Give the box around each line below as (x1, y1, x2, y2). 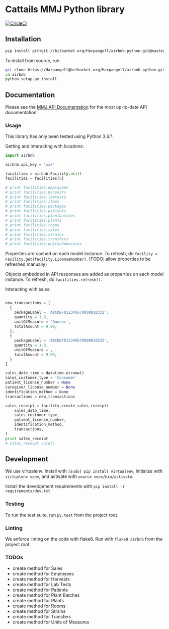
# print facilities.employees (5, 185, 69, 190)
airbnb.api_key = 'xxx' (5, 162, 55, 167)
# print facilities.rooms (5, 222, 59, 228)
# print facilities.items (5, 199, 59, 204)
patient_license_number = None (5, 380, 71, 385)
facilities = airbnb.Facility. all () (5, 171, 82, 176)
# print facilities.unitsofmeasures (5, 241, 82, 247)
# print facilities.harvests (5, 189, 66, 195)
